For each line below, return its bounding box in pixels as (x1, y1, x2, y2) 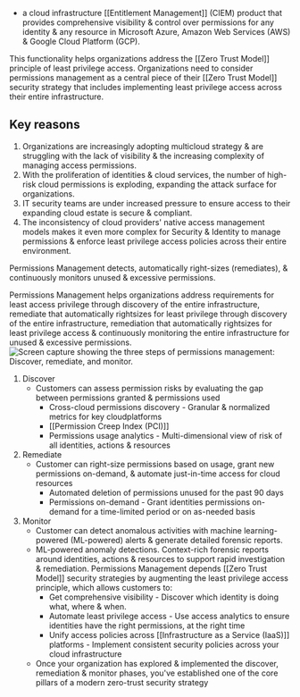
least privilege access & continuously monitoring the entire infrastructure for (9, 327, 290, 338)
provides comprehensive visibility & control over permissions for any (21, 17, 275, 28)
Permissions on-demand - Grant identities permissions (48, 496, 251, 508)
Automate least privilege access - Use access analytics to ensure (48, 610, 290, 621)
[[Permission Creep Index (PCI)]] (48, 420, 170, 432)
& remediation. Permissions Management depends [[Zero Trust (35, 563, 268, 574)
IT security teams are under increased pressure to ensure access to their (21, 197, 291, 208)
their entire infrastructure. (9, 91, 104, 102)
